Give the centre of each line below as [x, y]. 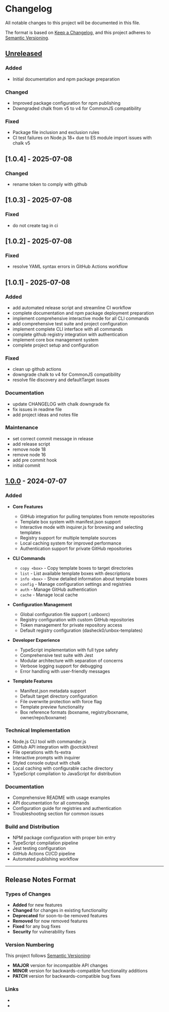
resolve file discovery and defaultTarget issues [61, 380]
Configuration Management [42, 604]
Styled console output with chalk [47, 763]
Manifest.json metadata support [53, 691]
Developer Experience [36, 640]
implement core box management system [56, 340]
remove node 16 [29, 454]
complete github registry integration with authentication [70, 334]
